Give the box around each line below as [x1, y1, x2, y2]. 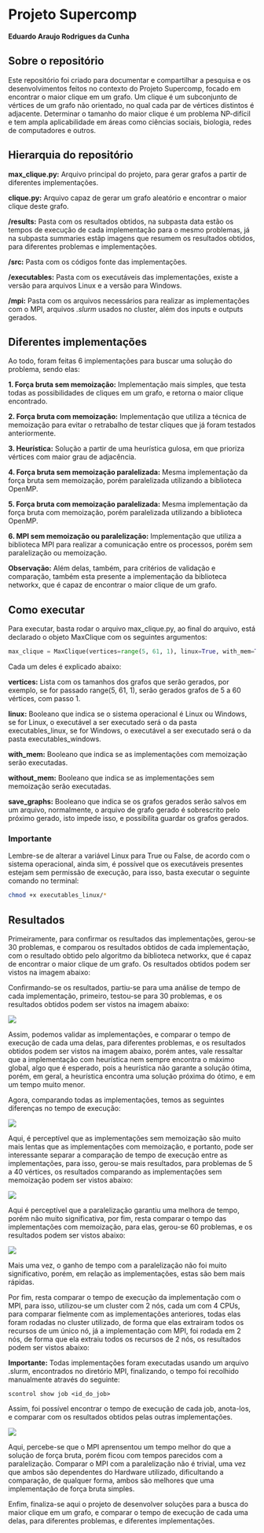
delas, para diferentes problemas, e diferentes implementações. [8, 1516, 215, 1526]
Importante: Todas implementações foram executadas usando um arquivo [8, 1358, 249, 1368]
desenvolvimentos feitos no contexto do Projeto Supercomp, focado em [8, 84, 241, 93]
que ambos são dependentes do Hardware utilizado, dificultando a [8, 1468, 224, 1477]
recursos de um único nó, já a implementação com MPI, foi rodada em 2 [8, 1326, 241, 1336]
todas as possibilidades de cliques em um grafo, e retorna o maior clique [8, 388, 244, 398]
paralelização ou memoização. [8, 548, 108, 558]
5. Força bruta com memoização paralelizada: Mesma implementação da [8, 499, 248, 509]
